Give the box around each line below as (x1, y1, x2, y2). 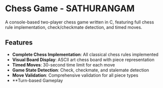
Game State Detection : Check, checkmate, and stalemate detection (12, 67, 149, 73)
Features (5, 39, 33, 47)
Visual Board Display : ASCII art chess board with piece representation (12, 57, 155, 63)
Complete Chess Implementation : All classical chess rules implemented (12, 51, 159, 57)
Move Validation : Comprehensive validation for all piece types (12, 72, 139, 78)
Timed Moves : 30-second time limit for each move (12, 62, 115, 67)
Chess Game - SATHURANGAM (5, 3, 135, 14)
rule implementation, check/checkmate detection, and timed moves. (5, 24, 142, 30)
